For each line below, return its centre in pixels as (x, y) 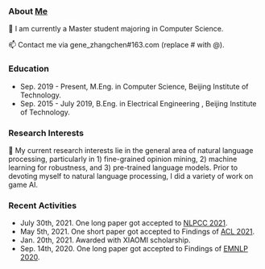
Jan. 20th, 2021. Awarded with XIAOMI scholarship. (105, 240)
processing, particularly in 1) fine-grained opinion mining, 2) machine (123, 159)
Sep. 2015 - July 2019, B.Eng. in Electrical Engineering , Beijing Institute (138, 103)
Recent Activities (43, 205)
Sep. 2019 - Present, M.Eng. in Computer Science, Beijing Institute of (134, 86)
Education (29, 68)
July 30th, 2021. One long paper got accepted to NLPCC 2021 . (124, 223)
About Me (28, 11)
